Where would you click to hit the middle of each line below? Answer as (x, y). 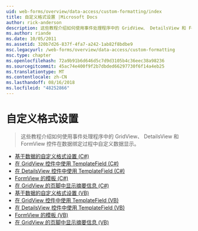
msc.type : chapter (29, 55)
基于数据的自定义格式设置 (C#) (52, 156)
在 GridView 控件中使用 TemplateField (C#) (67, 163)
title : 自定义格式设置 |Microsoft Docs (52, 17)
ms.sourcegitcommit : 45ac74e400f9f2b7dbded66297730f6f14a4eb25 (85, 66)
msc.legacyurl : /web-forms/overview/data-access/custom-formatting (91, 50)
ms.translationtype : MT (35, 72)
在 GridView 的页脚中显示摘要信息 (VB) (62, 222)
